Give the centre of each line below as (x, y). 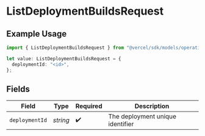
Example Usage (37, 34)
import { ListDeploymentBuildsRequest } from (65, 48)
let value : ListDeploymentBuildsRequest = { (64, 59)
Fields (18, 89)
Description (152, 106)
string (61, 120)
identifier (121, 124)
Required (89, 106)
